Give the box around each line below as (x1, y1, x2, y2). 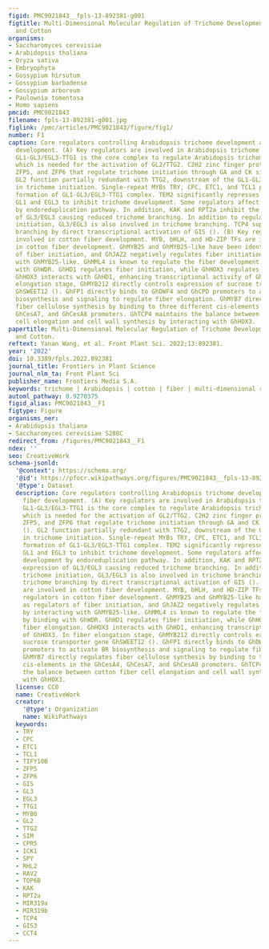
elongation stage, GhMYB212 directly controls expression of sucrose (15, 280, 252, 289)
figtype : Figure (8, 407, 62, 416)
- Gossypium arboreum (8, 86, 81, 95)
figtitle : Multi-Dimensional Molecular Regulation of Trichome (8, 19, 224, 27)
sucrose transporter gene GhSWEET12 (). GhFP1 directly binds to (22, 639, 246, 647)
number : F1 (8, 131, 45, 139)
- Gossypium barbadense (8, 79, 88, 87)
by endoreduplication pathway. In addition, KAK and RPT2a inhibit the (15, 205, 260, 213)
